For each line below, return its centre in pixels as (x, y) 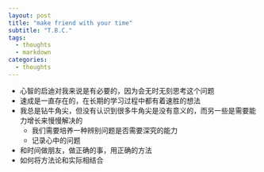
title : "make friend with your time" (71, 23)
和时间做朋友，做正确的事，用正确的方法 (86, 150)
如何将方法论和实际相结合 (61, 160)
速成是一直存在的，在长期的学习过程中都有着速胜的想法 (110, 101)
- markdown (33, 52)
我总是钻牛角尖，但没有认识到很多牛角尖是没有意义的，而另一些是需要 (134, 110)
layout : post (30, 15)
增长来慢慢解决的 (55, 120)
